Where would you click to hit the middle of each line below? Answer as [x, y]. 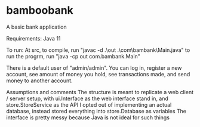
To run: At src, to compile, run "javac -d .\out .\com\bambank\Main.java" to [98, 50]
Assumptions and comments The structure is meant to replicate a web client [100, 92]
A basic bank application [36, 27]
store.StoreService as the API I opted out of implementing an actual [89, 104]
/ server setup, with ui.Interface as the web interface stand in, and [87, 98]
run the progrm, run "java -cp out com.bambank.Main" [73, 56]
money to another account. [39, 80]
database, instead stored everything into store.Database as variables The [96, 111]
